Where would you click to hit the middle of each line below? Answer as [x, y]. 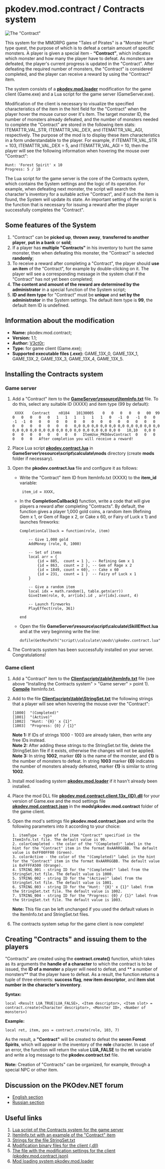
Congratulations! [29, 655]
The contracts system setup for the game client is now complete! [78, 924]
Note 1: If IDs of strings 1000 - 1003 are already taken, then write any [82, 735]
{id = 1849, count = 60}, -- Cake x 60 [78, 570]
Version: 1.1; [25, 338]
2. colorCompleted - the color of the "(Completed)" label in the [82, 844]
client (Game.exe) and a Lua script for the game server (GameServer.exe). [80, 94]
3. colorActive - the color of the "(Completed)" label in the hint [84, 857]
